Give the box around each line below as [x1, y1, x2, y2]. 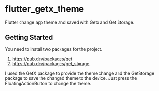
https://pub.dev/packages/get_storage [12, 61, 90, 66]
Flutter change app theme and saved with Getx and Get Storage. [5, 19, 135, 25]
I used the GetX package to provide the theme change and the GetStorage [5, 70, 155, 76]
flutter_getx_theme [5, 3, 84, 15]
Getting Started [5, 33, 53, 42]
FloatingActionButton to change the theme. [5, 80, 92, 86]
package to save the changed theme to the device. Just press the [5, 75, 137, 81]
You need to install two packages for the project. [5, 46, 103, 52]
